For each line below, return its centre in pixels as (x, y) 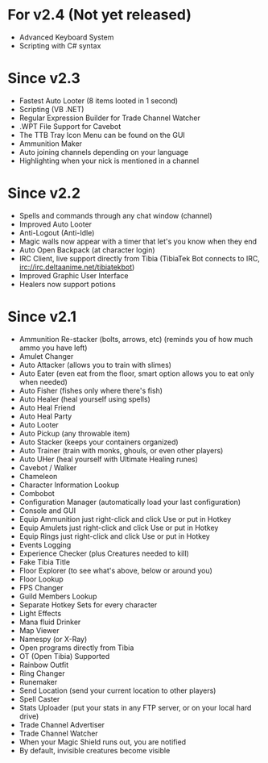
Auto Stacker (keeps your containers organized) (99, 442)
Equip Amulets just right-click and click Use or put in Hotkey (119, 527)
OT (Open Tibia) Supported (64, 656)
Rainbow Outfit (44, 665)
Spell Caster (39, 698)
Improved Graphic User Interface (74, 275)
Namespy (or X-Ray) (53, 639)
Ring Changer (42, 673)
